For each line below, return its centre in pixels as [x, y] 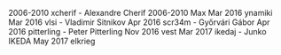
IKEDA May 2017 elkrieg [52, 41]
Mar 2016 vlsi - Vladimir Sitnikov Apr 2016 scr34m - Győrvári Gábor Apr [139, 22]
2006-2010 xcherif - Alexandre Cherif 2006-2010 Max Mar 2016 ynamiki [140, 13]
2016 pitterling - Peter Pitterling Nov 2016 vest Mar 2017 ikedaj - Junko [137, 31]
